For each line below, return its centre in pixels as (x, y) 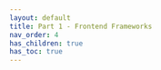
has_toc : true (36, 52)
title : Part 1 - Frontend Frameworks (81, 26)
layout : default (40, 18)
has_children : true (46, 43)
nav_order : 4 (34, 35)
